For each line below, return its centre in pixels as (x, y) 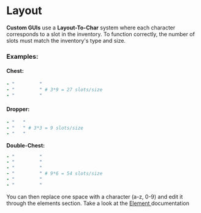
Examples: (22, 56)
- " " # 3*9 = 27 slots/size (55, 89)
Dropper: (18, 109)
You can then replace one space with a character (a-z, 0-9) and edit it (95, 196)
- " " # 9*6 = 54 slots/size (55, 174)
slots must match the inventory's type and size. (66, 40)
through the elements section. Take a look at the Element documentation (98, 203)
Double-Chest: (25, 145)
